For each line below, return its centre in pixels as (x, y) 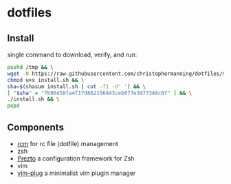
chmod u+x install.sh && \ (46, 80)
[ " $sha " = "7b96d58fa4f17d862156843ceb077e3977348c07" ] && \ (100, 93)
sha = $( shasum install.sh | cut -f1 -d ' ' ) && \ (77, 86)
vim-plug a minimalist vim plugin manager (76, 173)
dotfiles (30, 13)
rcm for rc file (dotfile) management (67, 143)
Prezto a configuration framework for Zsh (76, 158)
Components (35, 127)
